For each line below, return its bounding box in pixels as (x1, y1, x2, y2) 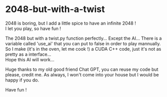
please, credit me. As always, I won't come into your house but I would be (5, 71, 159, 77)
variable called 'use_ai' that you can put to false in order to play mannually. (5, 40, 161, 46)
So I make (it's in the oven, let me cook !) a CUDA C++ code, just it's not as (5, 46, 161, 52)
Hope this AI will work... (5, 56, 55, 62)
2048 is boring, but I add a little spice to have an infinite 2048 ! (5, 20, 136, 26)
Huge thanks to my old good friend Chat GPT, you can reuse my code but (5, 66, 158, 72)
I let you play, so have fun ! (5, 25, 61, 31)
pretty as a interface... (5, 51, 52, 57)
